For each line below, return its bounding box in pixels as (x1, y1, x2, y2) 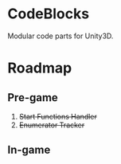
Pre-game (7, 91, 59, 104)
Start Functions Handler (18, 111, 97, 121)
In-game (7, 143, 51, 157)
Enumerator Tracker (18, 120, 85, 130)
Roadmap (7, 59, 72, 77)
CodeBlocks (7, 5, 89, 23)
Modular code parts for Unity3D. (7, 31, 114, 41)
